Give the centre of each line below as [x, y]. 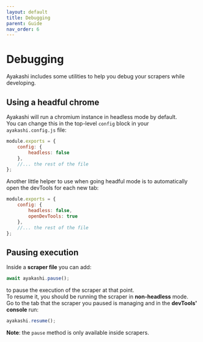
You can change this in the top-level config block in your [78, 123]
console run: [22, 310]
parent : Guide [24, 23]
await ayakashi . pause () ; [38, 279]
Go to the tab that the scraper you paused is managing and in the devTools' [102, 303]
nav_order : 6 [23, 29]
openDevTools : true [53, 216]
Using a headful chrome [53, 102]
